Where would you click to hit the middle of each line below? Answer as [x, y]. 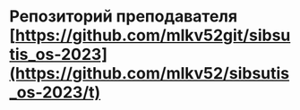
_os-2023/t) [55, 93]
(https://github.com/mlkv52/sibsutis [150, 74]
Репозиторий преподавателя [124, 17]
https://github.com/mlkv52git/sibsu [153, 35]
